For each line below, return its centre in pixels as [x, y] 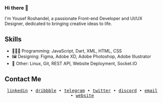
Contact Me [23, 79]
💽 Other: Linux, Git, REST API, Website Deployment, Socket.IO [74, 64]
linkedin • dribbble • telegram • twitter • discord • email [82, 90]
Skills [13, 39]
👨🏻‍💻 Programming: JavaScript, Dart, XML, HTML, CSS [67, 51]
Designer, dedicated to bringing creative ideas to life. [58, 24]
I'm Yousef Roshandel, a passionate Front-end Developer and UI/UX [74, 19]
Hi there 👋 [17, 8]
